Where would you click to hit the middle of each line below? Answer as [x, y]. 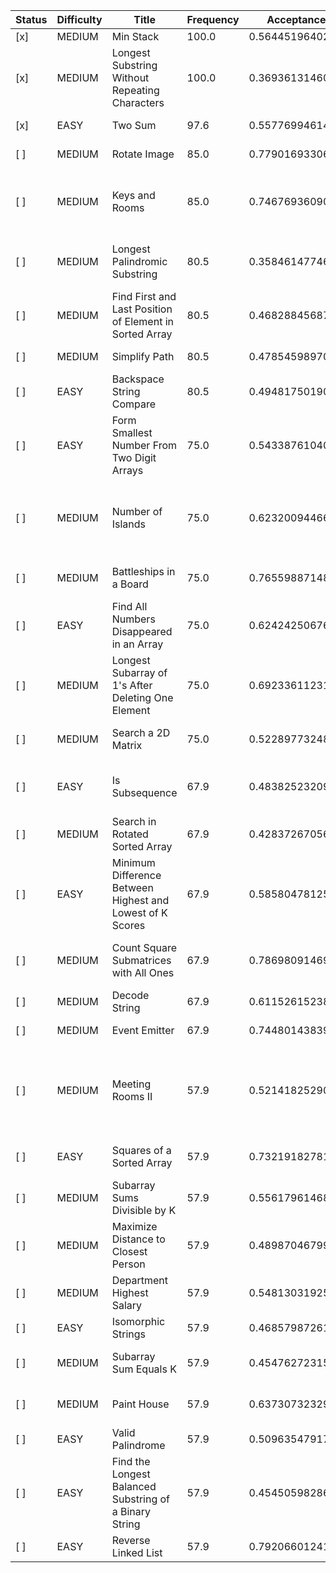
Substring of [141, 1499]
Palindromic [139, 261]
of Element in [142, 321]
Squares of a [141, 1150]
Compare [134, 404]
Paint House [140, 1404]
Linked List [137, 1552]
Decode [130, 995]
